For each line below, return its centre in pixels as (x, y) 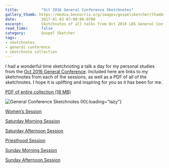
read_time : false (29, 29)
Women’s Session (23, 111)
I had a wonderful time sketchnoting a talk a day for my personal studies (80, 66)
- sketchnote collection (31, 52)
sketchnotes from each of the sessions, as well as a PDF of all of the (76, 77)
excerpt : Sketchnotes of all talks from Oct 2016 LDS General (80, 24)
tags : (11, 38)
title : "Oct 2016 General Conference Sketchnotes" (70, 10)
